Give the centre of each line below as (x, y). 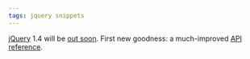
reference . (25, 47)
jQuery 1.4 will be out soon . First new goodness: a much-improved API (125, 38)
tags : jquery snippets (46, 16)
